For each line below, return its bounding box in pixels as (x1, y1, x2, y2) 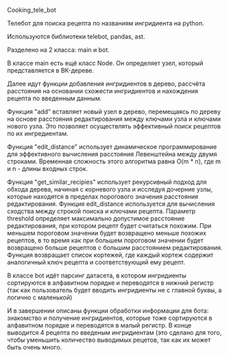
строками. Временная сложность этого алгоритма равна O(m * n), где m (7, 157, 221, 165)
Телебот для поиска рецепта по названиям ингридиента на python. (7, 19, 204, 27)
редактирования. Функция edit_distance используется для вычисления (7, 200, 215, 208)
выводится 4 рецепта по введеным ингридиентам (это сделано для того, (7, 329, 222, 336)
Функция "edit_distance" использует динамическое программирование (7, 143, 217, 150)
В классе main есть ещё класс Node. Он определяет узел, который (7, 59, 204, 67)
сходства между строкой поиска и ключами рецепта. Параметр (7, 207, 196, 215)
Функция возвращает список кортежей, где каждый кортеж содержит (7, 251, 214, 259)
